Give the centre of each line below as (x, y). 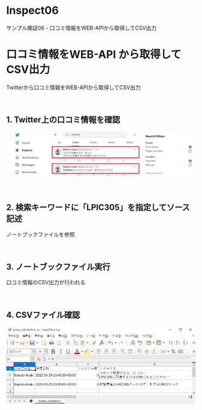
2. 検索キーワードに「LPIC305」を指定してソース (98, 207)
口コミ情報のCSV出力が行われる (46, 282)
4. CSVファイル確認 (43, 315)
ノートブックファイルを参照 (41, 234)
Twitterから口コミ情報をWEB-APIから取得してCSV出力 (74, 87)
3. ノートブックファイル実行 (58, 266)
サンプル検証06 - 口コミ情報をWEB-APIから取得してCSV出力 (81, 28)
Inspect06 (32, 11)
